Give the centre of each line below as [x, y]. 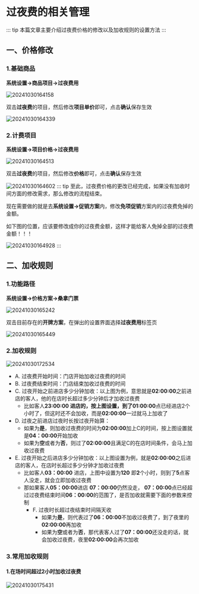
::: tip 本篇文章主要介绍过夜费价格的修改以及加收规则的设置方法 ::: [86, 30]
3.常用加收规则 [27, 556]
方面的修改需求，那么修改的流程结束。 [58, 193]
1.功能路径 [21, 284]
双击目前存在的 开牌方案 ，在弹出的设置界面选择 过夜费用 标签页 [82, 322]
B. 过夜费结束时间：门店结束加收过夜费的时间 [70, 383]
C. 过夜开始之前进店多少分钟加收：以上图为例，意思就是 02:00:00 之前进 [103, 391]
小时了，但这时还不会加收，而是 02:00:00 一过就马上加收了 [96, 413]
